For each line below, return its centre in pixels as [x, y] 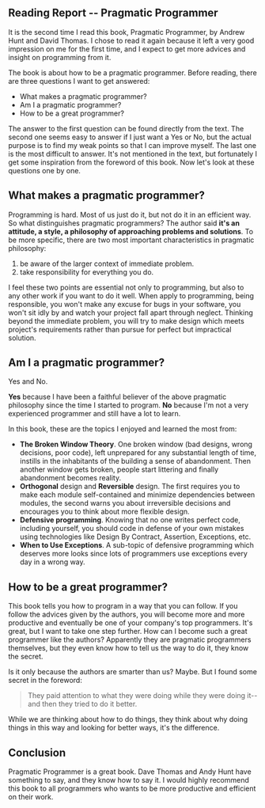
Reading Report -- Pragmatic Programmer [114, 13]
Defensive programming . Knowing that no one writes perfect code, [130, 520]
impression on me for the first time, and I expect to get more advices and [127, 49]
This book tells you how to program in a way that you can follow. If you [123, 606]
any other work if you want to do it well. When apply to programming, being [131, 295]
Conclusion [37, 752]
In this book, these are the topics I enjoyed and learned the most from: [123, 429]
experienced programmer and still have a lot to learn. [95, 414]
